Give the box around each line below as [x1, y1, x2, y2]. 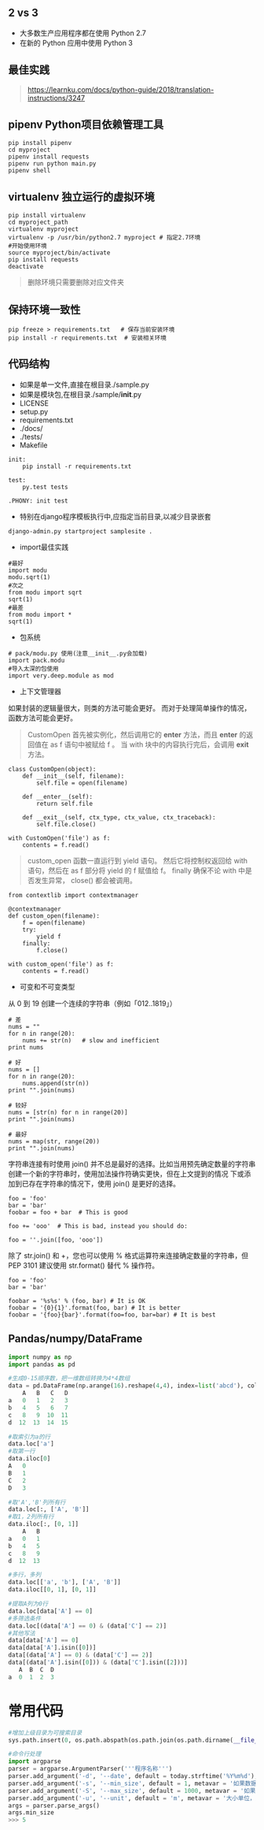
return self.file [36, 800, 93, 807]
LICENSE [19, 398, 49, 408]
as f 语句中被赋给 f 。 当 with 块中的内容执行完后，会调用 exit [49, 740, 249, 749]
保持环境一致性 [8, 303, 81, 316]
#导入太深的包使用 [8, 665, 59, 673]
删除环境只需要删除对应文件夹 [27, 277, 124, 287]
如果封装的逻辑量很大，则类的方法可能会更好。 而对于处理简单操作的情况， [8, 703, 251, 712]
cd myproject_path [8, 218, 68, 227]
